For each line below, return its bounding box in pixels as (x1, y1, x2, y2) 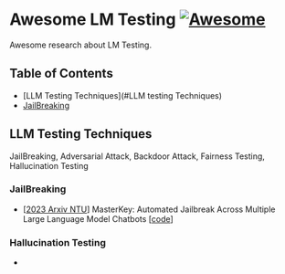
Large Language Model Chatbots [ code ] (22, 213, 174, 224)
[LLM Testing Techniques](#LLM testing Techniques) (22, 90, 222, 100)
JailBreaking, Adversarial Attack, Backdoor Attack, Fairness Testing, (9, 151, 265, 162)
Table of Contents (9, 66, 114, 81)
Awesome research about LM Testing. (9, 39, 153, 50)
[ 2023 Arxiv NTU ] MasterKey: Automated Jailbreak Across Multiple (22, 204, 276, 215)
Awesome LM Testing (9, 9, 176, 30)
